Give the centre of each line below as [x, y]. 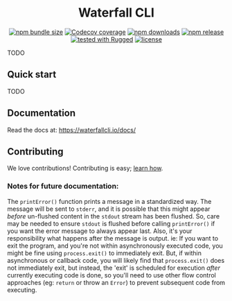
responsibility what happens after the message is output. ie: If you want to [113, 238]
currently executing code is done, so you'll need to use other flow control [111, 275]
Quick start [32, 75]
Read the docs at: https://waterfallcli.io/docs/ [72, 130]
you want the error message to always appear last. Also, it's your [100, 231]
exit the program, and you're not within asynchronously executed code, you [115, 246]
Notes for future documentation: [63, 187]
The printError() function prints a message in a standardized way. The [109, 201]
